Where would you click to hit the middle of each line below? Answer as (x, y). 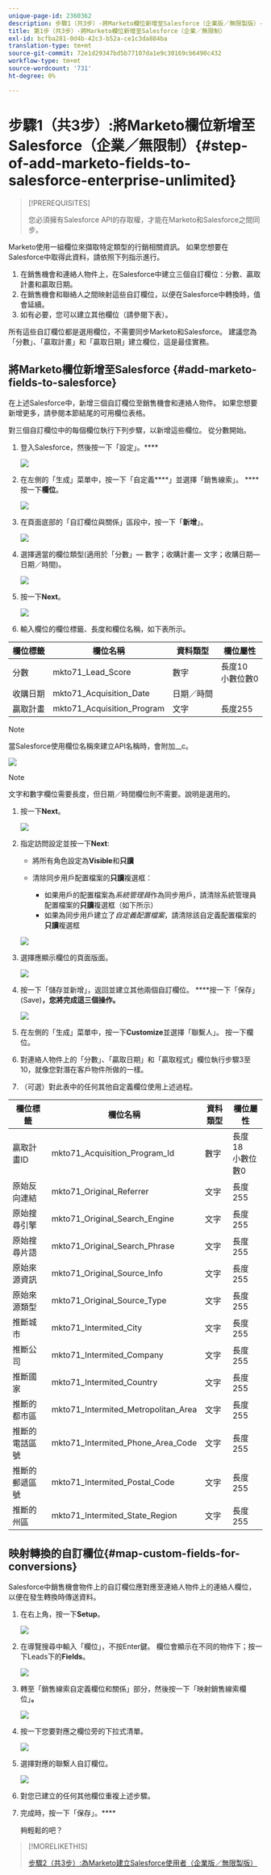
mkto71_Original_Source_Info (107, 1273)
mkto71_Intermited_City (97, 1328)
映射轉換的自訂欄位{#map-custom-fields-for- (124, 1553)
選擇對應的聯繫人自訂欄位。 (66, 1764)
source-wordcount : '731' (50, 69)
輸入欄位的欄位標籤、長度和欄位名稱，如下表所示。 (105, 629)
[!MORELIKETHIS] (58, 1847)
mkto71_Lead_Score (92, 673)
